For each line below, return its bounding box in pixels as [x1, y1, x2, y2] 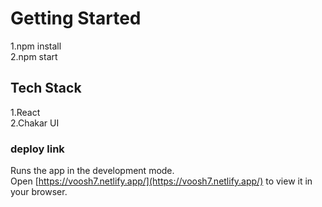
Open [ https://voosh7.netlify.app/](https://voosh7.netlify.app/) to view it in [10, 175, 313, 187]
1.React [10, 106, 41, 118]
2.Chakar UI [10, 117, 60, 129]
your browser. [10, 186, 68, 198]
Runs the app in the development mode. [10, 165, 175, 177]
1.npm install [10, 40, 62, 52]
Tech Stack [10, 80, 82, 97]
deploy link [10, 142, 65, 156]
